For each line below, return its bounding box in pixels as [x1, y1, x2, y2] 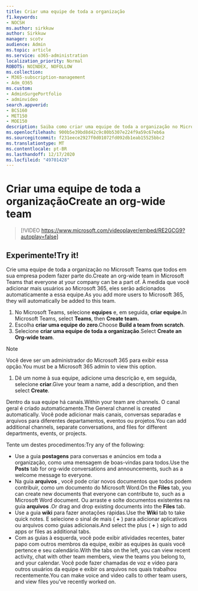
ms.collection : [6, 69, 44, 75]
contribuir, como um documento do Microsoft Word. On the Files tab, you [14, 484, 192, 491]
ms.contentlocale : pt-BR [6, 146, 67, 152]
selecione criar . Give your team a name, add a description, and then [14, 381, 179, 387]
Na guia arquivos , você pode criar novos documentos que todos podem [14, 478, 192, 485]
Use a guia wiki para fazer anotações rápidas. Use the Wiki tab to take [14, 509, 186, 516]
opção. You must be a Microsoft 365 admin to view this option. [6, 363, 157, 370]
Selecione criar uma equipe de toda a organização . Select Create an [14, 328, 182, 334]
